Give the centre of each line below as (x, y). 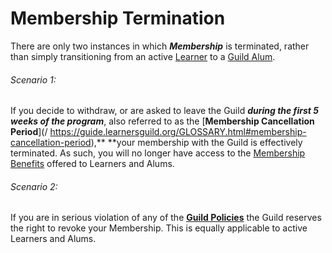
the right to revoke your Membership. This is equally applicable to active (159, 228)
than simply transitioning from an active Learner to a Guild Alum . (143, 56)
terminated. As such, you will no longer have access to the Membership (158, 153)
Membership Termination (118, 18)
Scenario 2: (34, 186)
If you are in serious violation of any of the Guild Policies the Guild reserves (166, 218)
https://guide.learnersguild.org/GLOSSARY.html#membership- (178, 132)
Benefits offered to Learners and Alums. (92, 164)
